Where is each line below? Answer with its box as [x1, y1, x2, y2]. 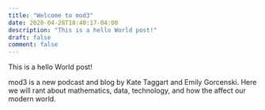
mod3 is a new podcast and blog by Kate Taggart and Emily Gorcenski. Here [8, 78, 257, 87]
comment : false [8, 41, 59, 49]
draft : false [8, 33, 51, 42]
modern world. [8, 94, 57, 104]
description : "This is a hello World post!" [8, 26, 157, 34]
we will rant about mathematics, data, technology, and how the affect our [8, 86, 247, 95]
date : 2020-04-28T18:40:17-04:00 [8, 19, 119, 27]
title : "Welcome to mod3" [8, 11, 93, 20]
